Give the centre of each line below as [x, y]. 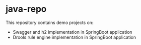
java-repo [26, 9]
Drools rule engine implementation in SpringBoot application [74, 37]
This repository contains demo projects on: [50, 22]
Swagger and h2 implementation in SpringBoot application [72, 32]
